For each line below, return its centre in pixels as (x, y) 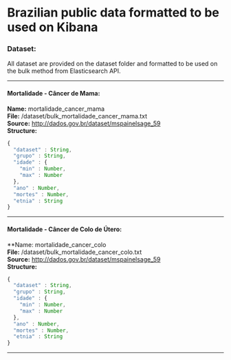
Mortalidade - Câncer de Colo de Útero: (65, 229)
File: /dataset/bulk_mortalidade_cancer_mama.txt (77, 116)
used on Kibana (53, 27)
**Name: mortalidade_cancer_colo (57, 244)
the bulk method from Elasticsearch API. (64, 71)
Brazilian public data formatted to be (113, 13)
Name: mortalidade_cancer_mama (56, 109)
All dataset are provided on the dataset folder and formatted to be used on (112, 64)
